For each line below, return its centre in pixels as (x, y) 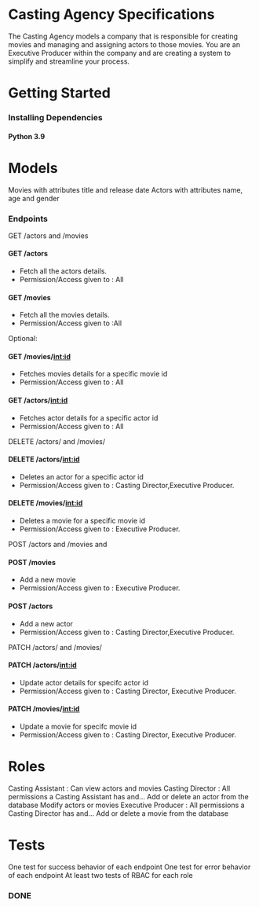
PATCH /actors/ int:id (42, 665)
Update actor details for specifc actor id (84, 682)
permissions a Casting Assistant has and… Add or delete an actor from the (128, 796)
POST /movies (32, 562)
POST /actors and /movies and (58, 545)
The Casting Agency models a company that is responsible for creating (123, 36)
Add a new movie (47, 580)
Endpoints (28, 218)
